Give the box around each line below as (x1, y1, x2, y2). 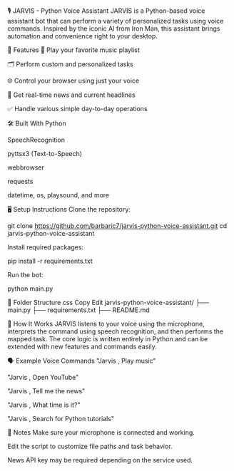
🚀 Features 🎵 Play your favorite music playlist (7, 46, 141, 54)
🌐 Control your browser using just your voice (7, 76, 140, 85)
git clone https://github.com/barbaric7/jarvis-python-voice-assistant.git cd (7, 222, 228, 230)
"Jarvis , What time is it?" (7, 400, 81, 409)
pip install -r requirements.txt (7, 257, 93, 265)
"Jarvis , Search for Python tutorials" (7, 415, 115, 423)
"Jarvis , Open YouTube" (7, 373, 79, 381)
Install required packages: (7, 243, 84, 252)
